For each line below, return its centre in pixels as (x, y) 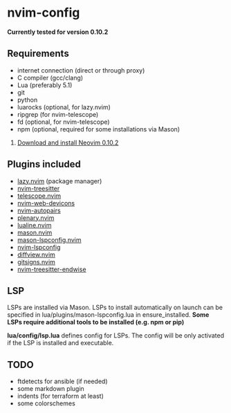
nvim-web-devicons (46, 203)
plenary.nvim (36, 218)
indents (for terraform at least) (60, 396)
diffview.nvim (36, 255)
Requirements (38, 54)
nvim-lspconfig (39, 247)
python (27, 100)
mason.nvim (35, 232)
